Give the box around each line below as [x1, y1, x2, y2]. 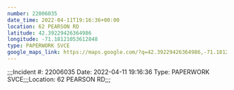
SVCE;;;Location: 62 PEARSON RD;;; [7, 75, 111, 83]
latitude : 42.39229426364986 [7, 29, 92, 37]
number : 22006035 [7, 10, 58, 17]
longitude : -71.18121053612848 [7, 36, 98, 43]
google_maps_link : [7, 49, 61, 56]
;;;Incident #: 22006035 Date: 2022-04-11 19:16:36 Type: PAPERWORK [7, 67, 210, 76]
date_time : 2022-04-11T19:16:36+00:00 [7, 17, 120, 24]
